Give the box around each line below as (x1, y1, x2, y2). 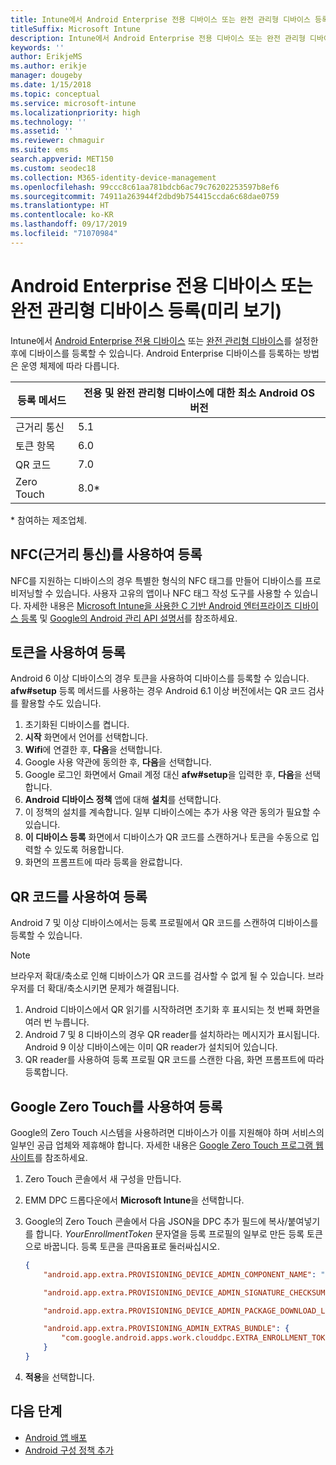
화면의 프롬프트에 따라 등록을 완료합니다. (24, 856, 183, 868)
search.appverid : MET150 (10, 154, 114, 164)
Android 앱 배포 (24, 1431, 88, 1443)
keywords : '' (10, 42, 65, 53)
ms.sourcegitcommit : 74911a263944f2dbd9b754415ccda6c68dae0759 (10, 191, 280, 201)
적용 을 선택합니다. (24, 1371, 95, 1383)
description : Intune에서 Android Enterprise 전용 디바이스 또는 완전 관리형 (10, 33, 306, 43)
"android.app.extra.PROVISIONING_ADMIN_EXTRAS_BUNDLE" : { (43, 1324, 290, 1334)
